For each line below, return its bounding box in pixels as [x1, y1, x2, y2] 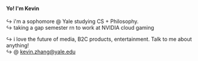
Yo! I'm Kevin [6, 5, 40, 12]
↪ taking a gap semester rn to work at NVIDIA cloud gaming [6, 24, 154, 31]
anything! [6, 42, 30, 49]
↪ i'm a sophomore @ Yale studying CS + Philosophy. [6, 18, 139, 25]
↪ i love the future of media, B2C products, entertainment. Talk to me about [6, 36, 192, 43]
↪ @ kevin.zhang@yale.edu [6, 48, 76, 56]
